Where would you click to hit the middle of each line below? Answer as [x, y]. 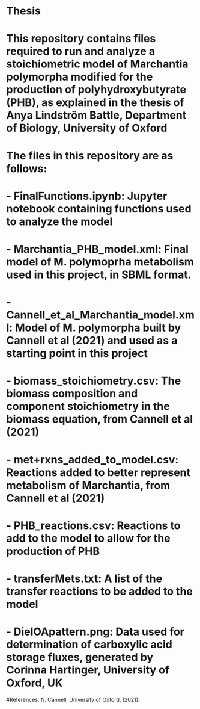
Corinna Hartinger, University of [88, 670]
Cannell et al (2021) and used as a [92, 341]
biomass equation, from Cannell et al [100, 419]
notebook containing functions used [99, 209]
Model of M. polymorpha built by [98, 328]
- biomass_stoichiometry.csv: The [94, 381]
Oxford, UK [35, 683]
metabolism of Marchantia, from [88, 485]
